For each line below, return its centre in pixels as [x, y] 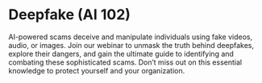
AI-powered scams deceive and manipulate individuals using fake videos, [130, 37]
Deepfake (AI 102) [70, 15]
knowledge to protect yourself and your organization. [97, 70]
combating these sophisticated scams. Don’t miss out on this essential [125, 62]
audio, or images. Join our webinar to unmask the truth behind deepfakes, [131, 45]
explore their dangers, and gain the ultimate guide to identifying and [121, 53]
